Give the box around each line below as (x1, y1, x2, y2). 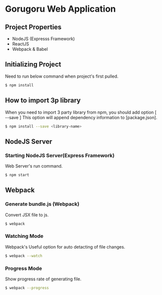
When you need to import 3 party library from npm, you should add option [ (5, 109, 157, 115)
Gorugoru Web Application (5, 3, 116, 15)
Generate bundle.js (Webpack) (5, 201, 80, 208)
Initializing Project (5, 60, 61, 69)
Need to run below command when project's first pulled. (5, 73, 119, 79)
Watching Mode (5, 233, 44, 240)
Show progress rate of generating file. (5, 276, 81, 282)
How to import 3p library (5, 96, 81, 105)
